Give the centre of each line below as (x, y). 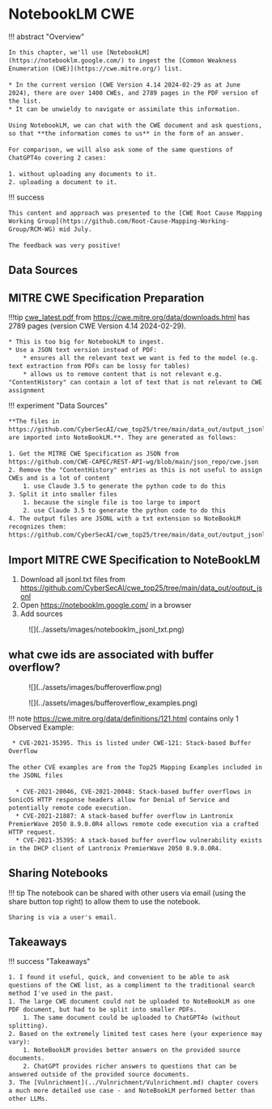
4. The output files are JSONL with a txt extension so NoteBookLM (125, 519)
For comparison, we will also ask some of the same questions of (121, 150)
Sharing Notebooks (58, 873)
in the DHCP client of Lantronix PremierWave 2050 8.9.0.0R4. (115, 848)
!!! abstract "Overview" (47, 36)
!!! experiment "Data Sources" (58, 405)
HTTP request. (32, 832)
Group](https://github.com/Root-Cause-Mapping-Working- (134, 221)
